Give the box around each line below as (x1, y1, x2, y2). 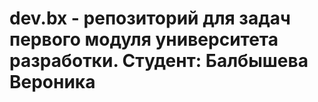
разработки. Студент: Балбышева (9, 50, 309, 72)
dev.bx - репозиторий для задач (9, 7, 291, 30)
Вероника (9, 71, 96, 94)
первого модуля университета (9, 28, 279, 51)
